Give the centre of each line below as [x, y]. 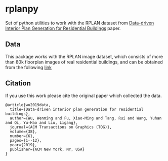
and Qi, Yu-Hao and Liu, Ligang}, [42, 122]
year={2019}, [24, 145]
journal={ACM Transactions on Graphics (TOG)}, [61, 127]
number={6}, [23, 136]
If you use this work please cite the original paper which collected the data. [83, 95]
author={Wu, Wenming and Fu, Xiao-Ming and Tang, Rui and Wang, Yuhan [86, 118]
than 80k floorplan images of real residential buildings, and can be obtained [84, 62]
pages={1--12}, [26, 140]
